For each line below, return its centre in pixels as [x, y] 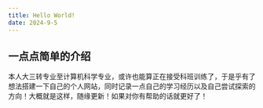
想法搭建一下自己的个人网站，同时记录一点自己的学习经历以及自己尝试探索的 [132, 86]
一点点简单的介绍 [49, 56]
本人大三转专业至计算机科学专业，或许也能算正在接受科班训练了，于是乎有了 [132, 77]
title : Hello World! [42, 15]
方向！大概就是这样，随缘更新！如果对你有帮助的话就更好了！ [108, 96]
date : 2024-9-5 [33, 23]
